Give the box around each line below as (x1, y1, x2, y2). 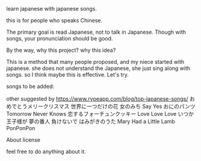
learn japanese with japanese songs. (6, 5, 97, 12)
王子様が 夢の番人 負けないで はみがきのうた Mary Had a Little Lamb (6, 118, 176, 125)
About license (6, 136, 41, 144)
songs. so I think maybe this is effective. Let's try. (6, 71, 129, 78)
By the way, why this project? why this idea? (6, 46, 116, 54)
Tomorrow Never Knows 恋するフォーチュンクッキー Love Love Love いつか (6, 110, 194, 117)
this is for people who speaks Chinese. (6, 17, 102, 24)
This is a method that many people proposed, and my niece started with (6, 58, 185, 65)
